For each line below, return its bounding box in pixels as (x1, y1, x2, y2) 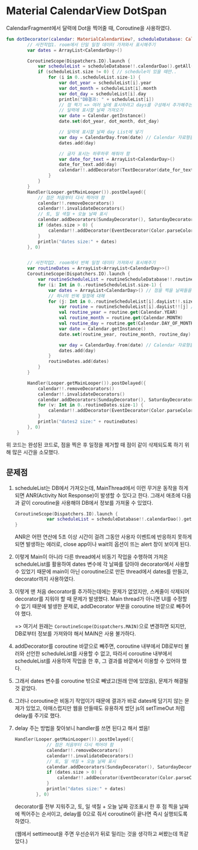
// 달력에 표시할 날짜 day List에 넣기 (58, 129, 143, 135)
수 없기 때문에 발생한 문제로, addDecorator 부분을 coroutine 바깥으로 (14, 603, 175, 610)
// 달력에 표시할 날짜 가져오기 (58, 108, 124, 113)
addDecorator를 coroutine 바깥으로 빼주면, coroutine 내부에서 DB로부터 (14, 643, 183, 650)
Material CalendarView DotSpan (6, 4, 167, 18)
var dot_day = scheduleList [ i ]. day (58, 90, 146, 97)
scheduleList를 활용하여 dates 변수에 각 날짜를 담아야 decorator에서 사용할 (14, 560, 190, 568)
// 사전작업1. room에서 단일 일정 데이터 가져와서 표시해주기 (27, 41, 156, 48)
